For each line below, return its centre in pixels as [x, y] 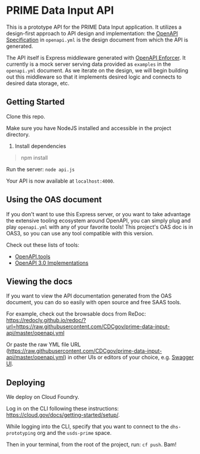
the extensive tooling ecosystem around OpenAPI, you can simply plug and [99, 220]
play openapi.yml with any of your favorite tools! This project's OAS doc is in [100, 227]
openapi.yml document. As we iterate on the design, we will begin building [97, 70]
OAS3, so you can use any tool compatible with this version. [80, 233]
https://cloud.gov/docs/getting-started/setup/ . [63, 415]
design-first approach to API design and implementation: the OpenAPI [92, 33]
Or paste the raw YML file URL [44, 344]
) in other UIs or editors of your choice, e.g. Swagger [129, 358]
